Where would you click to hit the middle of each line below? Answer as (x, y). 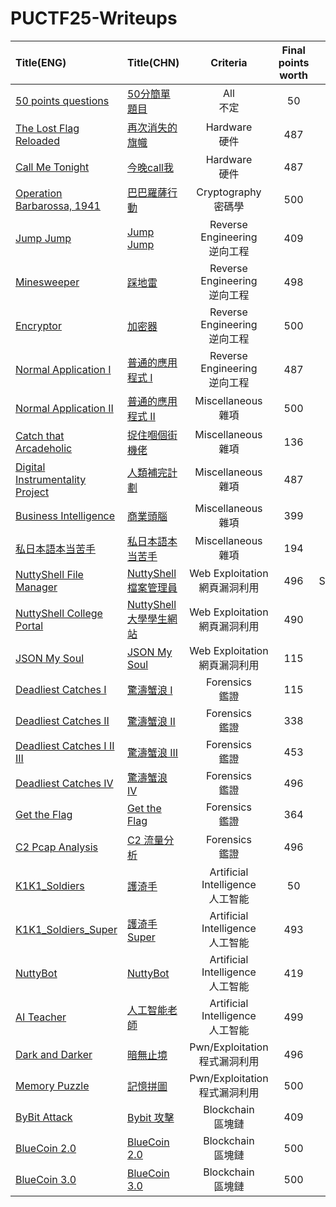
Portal (29, 625)
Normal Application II (64, 408)
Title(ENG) (41, 62)
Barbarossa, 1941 (58, 205)
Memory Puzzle (52, 1085)
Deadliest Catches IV (64, 783)
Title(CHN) (153, 62)
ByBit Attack (44, 1117)
